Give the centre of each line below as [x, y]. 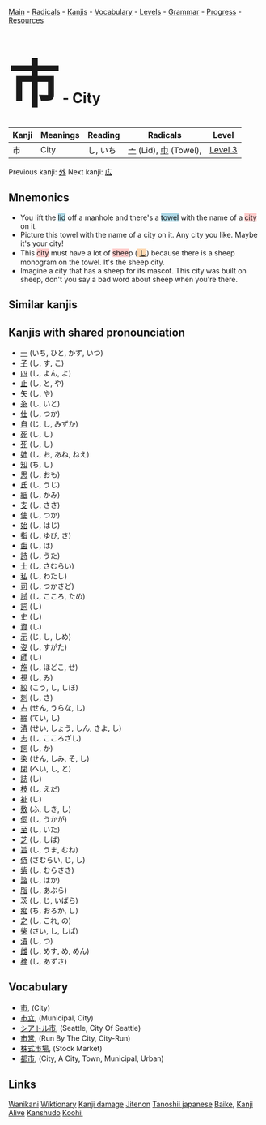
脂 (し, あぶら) [43, 890]
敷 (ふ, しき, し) [45, 809]
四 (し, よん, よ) [45, 373]
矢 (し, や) [36, 393]
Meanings [60, 135]
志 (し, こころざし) [51, 738]
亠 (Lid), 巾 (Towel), [165, 150]
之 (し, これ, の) [45, 921]
